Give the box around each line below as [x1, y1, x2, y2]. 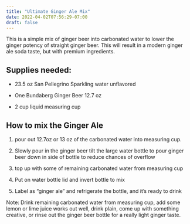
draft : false [6, 19, 38, 25]
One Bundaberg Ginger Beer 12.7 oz [14, 92, 101, 99]
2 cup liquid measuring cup [14, 103, 81, 110]
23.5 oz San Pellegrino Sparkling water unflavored [14, 80, 136, 88]
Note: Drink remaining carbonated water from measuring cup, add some [6, 199, 181, 206]
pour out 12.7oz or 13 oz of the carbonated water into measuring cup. [14, 136, 182, 142]
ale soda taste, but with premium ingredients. [6, 48, 116, 55]
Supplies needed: [6, 65, 72, 75]
